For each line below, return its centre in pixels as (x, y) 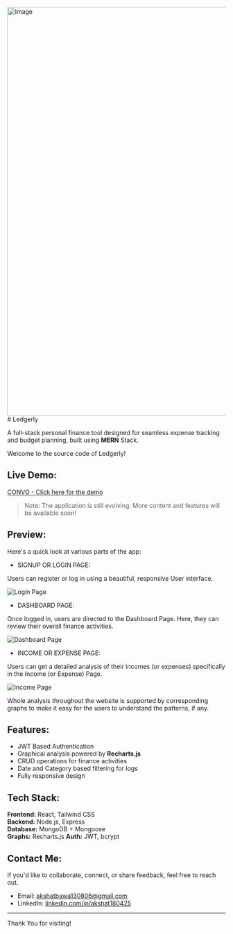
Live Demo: (32, 475)
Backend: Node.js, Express (46, 822)
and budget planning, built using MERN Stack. (73, 440)
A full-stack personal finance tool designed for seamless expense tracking (113, 433)
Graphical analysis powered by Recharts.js (79, 754)
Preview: (27, 535)
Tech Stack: (34, 798)
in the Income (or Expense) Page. (55, 674)
